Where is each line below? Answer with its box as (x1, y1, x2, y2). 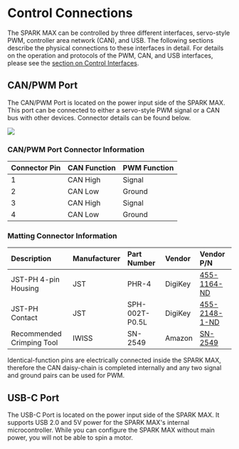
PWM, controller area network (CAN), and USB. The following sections (7, 36, 214, 44)
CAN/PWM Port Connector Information (7, 144, 144, 154)
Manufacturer (72, 254, 121, 264)
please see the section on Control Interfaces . (7, 58, 139, 67)
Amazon (164, 333, 193, 343)
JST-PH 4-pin (11, 275, 60, 285)
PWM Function (122, 163, 174, 173)
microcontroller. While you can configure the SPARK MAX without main (7, 426, 216, 435)
